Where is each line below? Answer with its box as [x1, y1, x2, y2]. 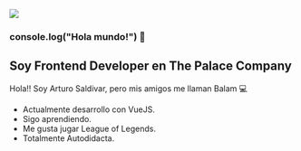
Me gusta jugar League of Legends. [22, 123, 157, 134]
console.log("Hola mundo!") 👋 [9, 30, 146, 42]
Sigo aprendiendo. [22, 113, 92, 124]
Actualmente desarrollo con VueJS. [22, 104, 156, 115]
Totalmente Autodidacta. [22, 132, 115, 144]
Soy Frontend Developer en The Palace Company [9, 59, 292, 74]
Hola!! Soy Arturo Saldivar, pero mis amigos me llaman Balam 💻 [9, 82, 248, 94]
